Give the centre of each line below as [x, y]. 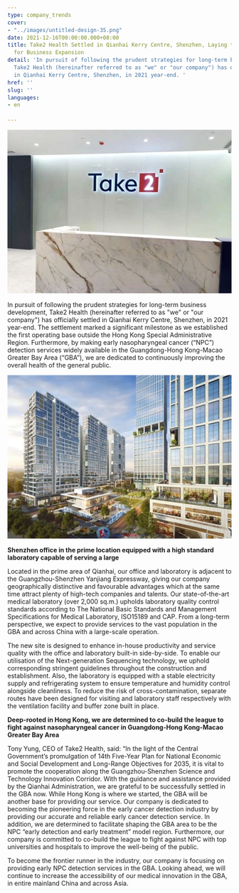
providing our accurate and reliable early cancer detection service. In [108, 816]
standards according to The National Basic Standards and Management [112, 609]
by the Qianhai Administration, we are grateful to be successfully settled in [117, 786]
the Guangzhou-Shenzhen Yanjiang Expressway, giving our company [109, 579]
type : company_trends [39, 15]
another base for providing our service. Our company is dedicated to [108, 801]
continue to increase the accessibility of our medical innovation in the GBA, [117, 875]
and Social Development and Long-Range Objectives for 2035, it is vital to [116, 764]
